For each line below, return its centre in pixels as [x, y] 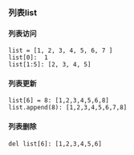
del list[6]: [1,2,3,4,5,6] [55, 144]
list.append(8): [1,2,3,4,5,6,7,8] [68, 108]
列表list [23, 12]
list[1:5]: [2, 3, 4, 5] [50, 65]
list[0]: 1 [28, 58]
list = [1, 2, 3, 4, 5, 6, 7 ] [61, 51]
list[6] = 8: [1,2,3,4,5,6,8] [59, 101]
